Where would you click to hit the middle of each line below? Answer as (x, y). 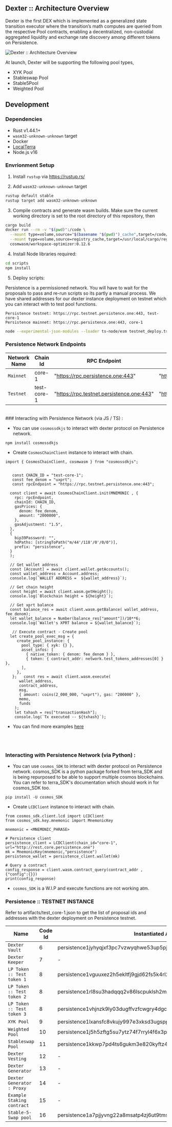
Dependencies (24, 119)
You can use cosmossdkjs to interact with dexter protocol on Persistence (89, 428)
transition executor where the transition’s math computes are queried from (84, 26)
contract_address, (38, 686)
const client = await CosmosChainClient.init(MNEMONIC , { (74, 493)
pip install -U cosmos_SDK (34, 798)
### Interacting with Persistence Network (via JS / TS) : (64, 418)
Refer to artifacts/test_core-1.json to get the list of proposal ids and (76, 913)
